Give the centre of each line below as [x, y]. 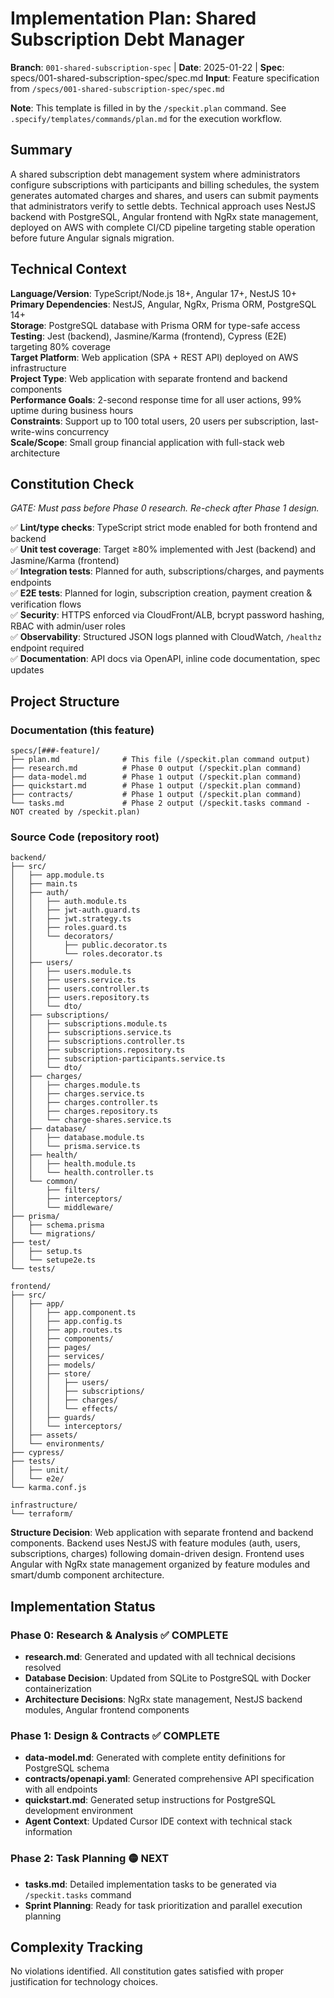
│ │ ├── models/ [53, 1365]
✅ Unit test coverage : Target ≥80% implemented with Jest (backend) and [163, 549]
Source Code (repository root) [85, 837]
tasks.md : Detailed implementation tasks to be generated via [150, 1884]
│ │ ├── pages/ [51, 1348]
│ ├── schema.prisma [57, 1225]
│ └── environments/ [57, 1444]
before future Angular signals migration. [92, 238]
